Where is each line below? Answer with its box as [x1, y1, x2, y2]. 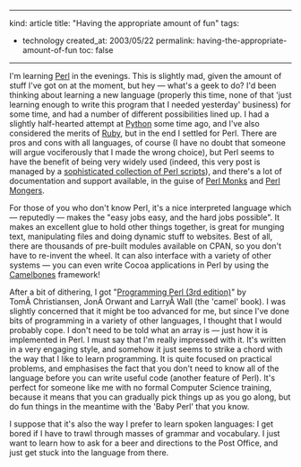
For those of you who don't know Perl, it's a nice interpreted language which [9, 203, 292, 213]
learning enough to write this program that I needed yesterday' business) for [9, 100, 291, 110]
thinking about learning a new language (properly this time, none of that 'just [9, 90, 292, 100]
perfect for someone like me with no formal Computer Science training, [9, 383, 272, 392]
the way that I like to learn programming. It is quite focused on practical [9, 354, 272, 364]
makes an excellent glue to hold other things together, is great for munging [9, 222, 285, 232]
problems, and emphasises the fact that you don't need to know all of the [9, 363, 279, 374]
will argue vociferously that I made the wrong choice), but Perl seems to [9, 147, 275, 157]
